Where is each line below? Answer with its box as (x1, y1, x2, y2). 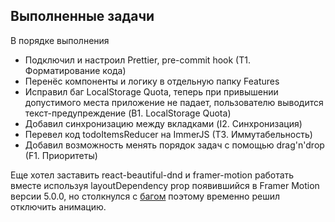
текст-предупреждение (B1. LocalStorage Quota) (24, 107, 232, 119)
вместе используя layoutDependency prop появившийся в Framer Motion (10, 179, 320, 191)
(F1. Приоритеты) (24, 149, 98, 161)
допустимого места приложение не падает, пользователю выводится (24, 96, 324, 108)
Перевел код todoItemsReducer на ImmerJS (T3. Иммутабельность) (24, 128, 313, 140)
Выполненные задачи (10, 8, 155, 25)
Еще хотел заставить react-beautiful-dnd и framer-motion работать (10, 169, 295, 181)
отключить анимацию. (10, 200, 107, 213)
